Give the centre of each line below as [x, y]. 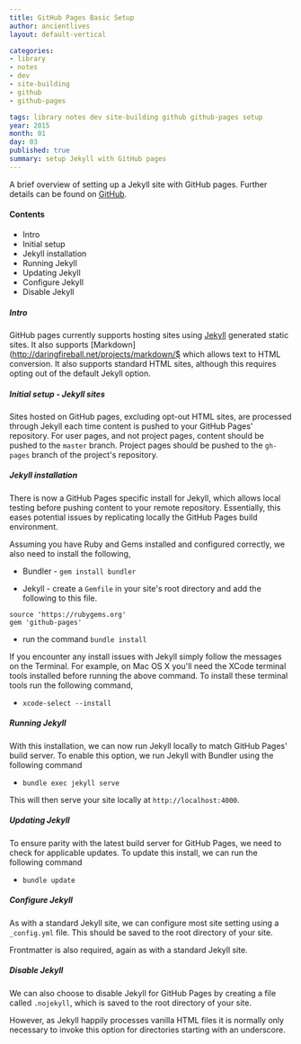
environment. [34, 526]
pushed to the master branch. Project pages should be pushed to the [136, 445]
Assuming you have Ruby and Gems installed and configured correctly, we [147, 544]
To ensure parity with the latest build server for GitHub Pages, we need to [146, 843]
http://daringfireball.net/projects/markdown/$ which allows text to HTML [146, 354]
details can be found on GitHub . [68, 193]
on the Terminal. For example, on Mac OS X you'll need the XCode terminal [148, 665]
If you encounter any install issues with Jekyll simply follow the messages [146, 656]
